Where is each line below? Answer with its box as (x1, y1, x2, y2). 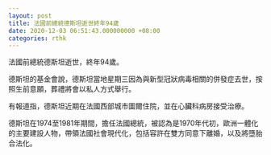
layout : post (8, 11, 52, 20)
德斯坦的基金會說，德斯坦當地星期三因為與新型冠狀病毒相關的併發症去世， (8, 74, 256, 84)
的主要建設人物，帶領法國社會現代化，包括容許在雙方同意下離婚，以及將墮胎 (8, 128, 263, 138)
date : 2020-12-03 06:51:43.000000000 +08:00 (8, 27, 161, 35)
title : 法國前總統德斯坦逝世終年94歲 (8, 19, 119, 27)
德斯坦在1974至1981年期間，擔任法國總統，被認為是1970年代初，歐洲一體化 (8, 118, 259, 128)
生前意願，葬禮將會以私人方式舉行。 (15, 84, 135, 94)
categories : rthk (8, 34, 67, 43)
